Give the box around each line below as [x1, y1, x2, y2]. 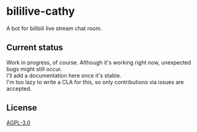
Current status [6, 42, 63, 53]
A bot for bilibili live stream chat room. [6, 25, 102, 32]
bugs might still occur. [6, 65, 62, 72]
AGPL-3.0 [6, 118, 31, 126]
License [6, 103, 37, 113]
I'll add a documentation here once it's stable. [6, 72, 122, 79]
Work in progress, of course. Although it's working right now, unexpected [6, 58, 191, 66]
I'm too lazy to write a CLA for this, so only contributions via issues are [6, 78, 184, 85]
